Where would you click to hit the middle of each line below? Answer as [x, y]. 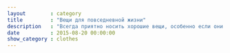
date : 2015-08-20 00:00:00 [61, 33]
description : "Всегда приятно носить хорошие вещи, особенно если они [115, 26]
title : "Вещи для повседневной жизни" [77, 20]
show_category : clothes [43, 39]
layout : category [44, 13]
